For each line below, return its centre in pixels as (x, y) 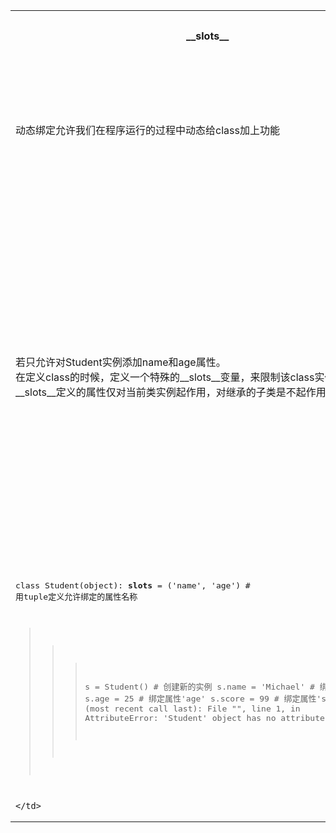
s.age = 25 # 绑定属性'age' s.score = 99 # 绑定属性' (203, 699)
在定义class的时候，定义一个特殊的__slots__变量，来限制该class (165, 377)
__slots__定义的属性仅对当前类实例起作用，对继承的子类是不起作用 (171, 392)
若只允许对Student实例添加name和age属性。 (121, 362)
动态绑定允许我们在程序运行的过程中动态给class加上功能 (147, 130)
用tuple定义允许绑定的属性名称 (76, 597)
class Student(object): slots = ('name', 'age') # (133, 585)
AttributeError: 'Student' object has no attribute (204, 718)
